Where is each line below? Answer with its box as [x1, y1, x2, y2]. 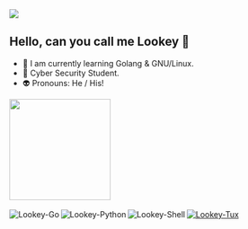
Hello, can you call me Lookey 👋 [9, 34, 190, 49]
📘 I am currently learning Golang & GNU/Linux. [22, 57, 195, 68]
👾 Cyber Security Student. [22, 67, 120, 78]
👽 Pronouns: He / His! [22, 77, 105, 88]
